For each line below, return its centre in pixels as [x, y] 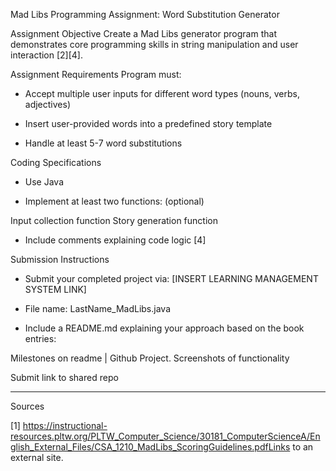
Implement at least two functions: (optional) [114, 201]
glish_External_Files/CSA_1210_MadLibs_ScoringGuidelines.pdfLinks [150, 447]
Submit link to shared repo [64, 377]
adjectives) [48, 104]
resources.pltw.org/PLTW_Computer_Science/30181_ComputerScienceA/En [165, 436]
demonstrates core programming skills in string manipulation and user [154, 44]
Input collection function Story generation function [114, 220]
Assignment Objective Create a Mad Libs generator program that [143, 33]
